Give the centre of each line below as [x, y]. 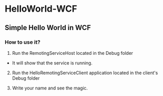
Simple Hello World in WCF [48, 28]
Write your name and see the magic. [50, 88]
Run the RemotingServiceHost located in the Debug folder [73, 53]
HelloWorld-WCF [41, 9]
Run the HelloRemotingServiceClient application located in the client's [85, 73]
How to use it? [23, 42]
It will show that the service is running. [52, 63]
